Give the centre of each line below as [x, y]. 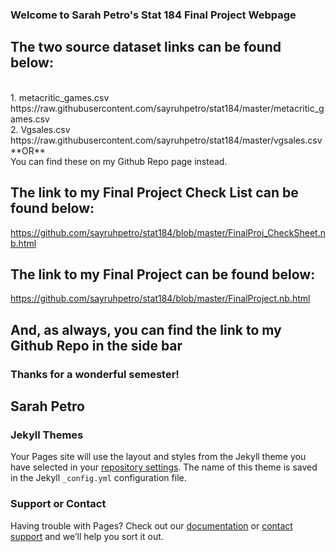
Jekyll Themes [47, 435]
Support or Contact [58, 504]
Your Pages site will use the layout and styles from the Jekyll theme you [158, 457]
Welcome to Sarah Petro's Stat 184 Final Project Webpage [153, 15]
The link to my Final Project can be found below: [163, 274]
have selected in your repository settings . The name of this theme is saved [164, 467]
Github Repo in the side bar [96, 345]
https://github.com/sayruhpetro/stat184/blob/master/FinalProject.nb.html [160, 299]
